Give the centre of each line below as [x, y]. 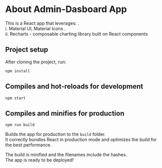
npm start [16, 98]
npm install [18, 71]
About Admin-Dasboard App [66, 9]
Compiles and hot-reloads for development [74, 87]
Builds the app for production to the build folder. [56, 134]
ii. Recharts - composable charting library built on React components [77, 34]
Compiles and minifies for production [65, 113]
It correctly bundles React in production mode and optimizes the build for [81, 140]
